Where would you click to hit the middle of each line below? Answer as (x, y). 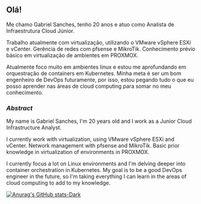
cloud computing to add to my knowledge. (58, 183)
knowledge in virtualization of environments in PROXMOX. (78, 152)
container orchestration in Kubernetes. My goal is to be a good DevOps (94, 170)
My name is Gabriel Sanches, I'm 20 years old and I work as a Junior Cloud (99, 121)
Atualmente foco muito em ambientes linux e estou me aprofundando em (96, 67)
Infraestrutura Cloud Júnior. (40, 31)
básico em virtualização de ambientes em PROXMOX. (72, 55)
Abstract (19, 108)
